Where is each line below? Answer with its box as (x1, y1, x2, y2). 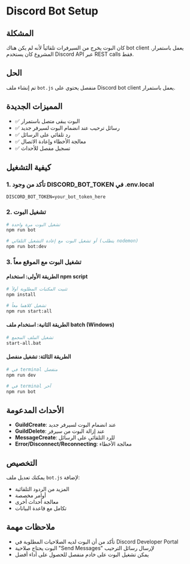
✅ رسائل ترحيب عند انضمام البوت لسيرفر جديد (14, 124, 120, 131)
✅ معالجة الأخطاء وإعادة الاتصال (14, 137, 86, 145)
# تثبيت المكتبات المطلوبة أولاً (6, 286, 68, 293)
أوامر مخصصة (14, 492, 46, 499)
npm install (6, 292, 36, 298)
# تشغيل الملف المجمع (6, 334, 54, 341)
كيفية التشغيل (6, 163, 52, 173)
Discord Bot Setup (6, 4, 99, 18)
